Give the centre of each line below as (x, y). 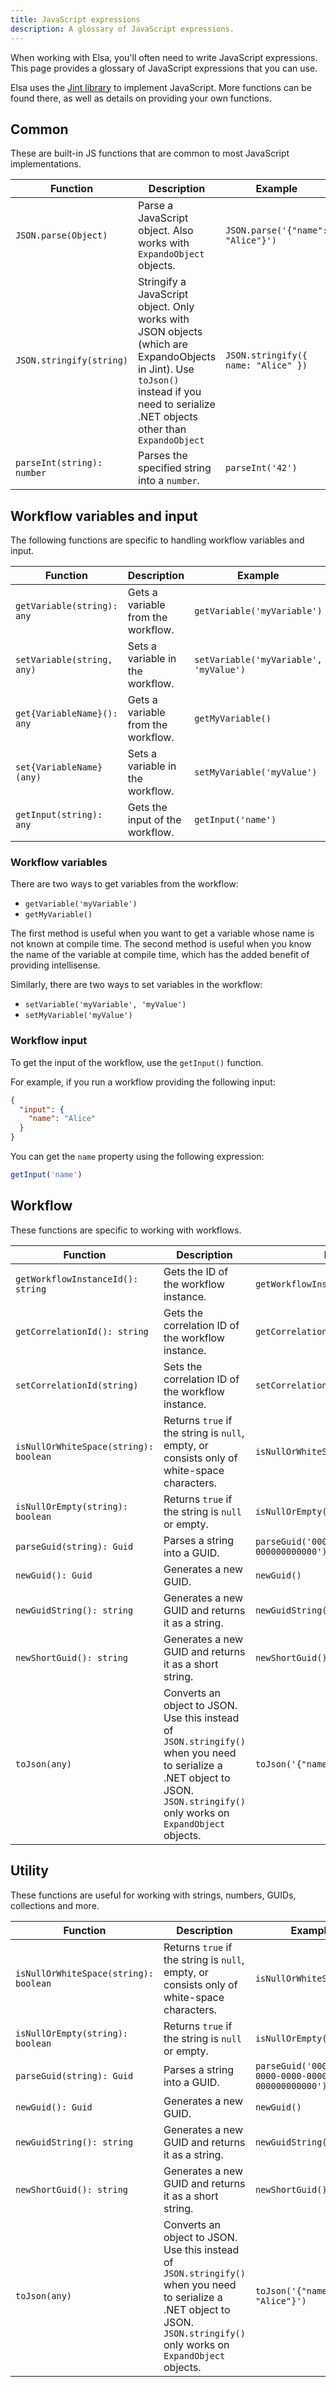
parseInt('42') (261, 468)
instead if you (170, 392)
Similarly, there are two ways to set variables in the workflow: (136, 985)
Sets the (183, 1366)
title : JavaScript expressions (75, 19)
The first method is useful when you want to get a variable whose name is (162, 933)
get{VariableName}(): (66, 714)
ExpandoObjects (177, 357)
